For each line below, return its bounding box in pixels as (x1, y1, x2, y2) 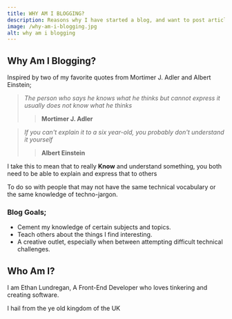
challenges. (17, 245, 50, 253)
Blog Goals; (7, 207, 47, 217)
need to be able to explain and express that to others (7, 170, 157, 178)
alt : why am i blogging (7, 29, 76, 37)
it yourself (23, 135, 53, 144)
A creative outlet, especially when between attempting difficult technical (17, 238, 223, 246)
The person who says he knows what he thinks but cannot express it (23, 94, 221, 102)
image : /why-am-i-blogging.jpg (7, 23, 97, 30)
